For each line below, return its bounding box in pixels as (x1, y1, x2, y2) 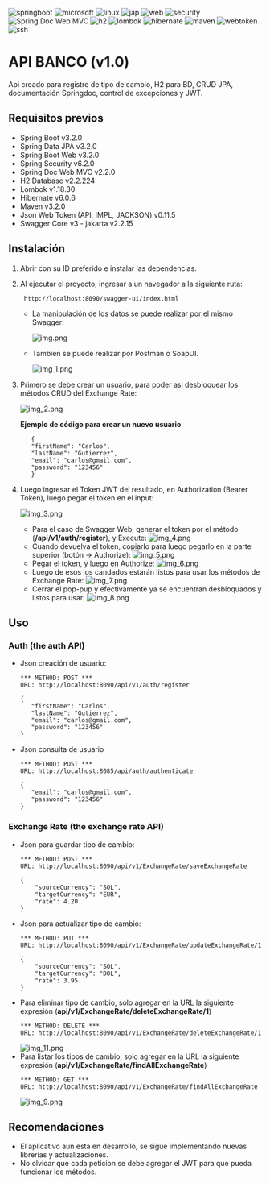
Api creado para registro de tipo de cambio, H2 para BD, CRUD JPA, (8, 79, 234, 89)
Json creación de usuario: (19, 658, 107, 668)
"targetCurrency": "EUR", (35, 890, 122, 899)
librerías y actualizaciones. (19, 1150, 108, 1160)
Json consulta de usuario (19, 745, 104, 754)
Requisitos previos (8, 111, 104, 125)
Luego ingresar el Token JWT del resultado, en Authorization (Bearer (19, 484, 248, 494)
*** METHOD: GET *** (19, 1076, 89, 1084)
